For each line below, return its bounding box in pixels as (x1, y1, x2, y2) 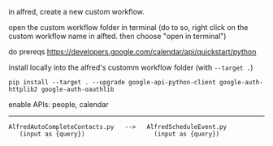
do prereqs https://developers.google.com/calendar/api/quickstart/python (8, 47, 257, 56)
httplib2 (8, 85, 38, 93)
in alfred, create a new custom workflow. (8, 7, 145, 16)
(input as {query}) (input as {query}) (19, 130, 220, 138)
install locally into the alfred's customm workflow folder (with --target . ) (8, 62, 253, 72)
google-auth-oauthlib (41, 85, 115, 93)
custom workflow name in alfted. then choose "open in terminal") (8, 32, 227, 41)
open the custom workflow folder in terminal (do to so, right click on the (8, 23, 249, 32)
